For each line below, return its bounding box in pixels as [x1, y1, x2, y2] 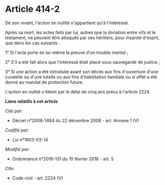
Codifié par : [5, 127, 30, 133]
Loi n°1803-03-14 [12, 137, 48, 142]
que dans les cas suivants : [5, 40, 60, 46]
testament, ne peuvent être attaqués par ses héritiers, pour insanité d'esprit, [5, 35, 160, 41]
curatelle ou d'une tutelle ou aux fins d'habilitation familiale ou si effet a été [5, 74, 158, 80]
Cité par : [5, 108, 23, 114]
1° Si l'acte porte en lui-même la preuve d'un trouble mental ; [5, 49, 129, 55]
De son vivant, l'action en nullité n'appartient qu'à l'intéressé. [5, 20, 130, 26]
